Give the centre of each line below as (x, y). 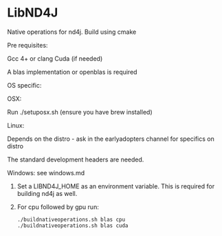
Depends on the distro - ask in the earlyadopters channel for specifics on (111, 139)
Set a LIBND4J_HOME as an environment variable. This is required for (116, 186)
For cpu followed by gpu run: (58, 207)
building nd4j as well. (47, 193)
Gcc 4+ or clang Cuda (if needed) (55, 58)
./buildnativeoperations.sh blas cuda (73, 226)
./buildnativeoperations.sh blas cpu (71, 219)
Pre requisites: (27, 45)
